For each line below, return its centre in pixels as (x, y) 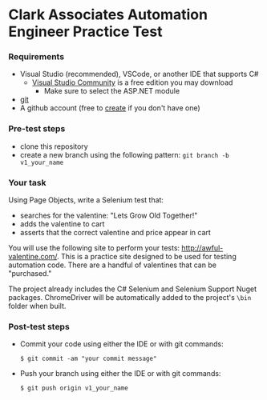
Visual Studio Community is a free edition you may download (132, 82)
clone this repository (54, 146)
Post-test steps (39, 327)
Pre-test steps (37, 129)
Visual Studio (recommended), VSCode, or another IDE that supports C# (139, 74)
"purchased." (30, 274)
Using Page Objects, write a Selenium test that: (86, 200)
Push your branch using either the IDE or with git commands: (120, 374)
